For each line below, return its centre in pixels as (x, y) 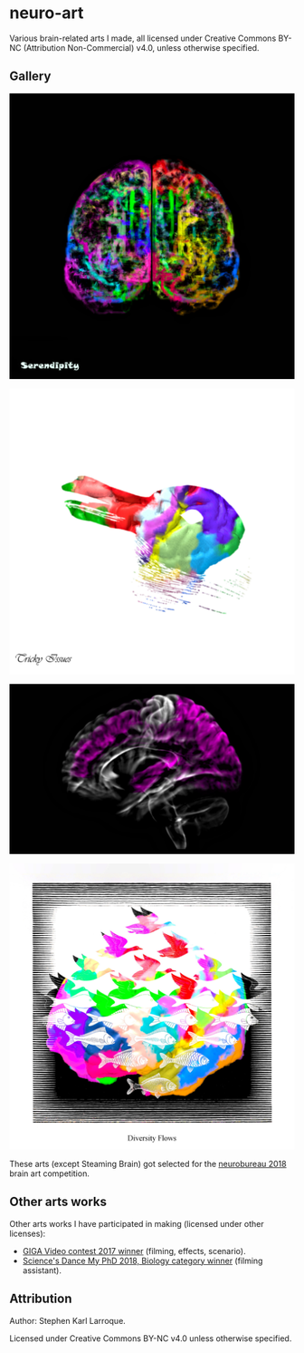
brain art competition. (50, 1173)
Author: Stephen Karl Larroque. (68, 1320)
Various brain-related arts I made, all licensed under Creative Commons (143, 38)
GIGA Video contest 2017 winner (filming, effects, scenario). (134, 1251)
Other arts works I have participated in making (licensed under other (137, 1223)
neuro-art (47, 13)
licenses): (28, 1233)
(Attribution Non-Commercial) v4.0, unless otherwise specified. (141, 47)
